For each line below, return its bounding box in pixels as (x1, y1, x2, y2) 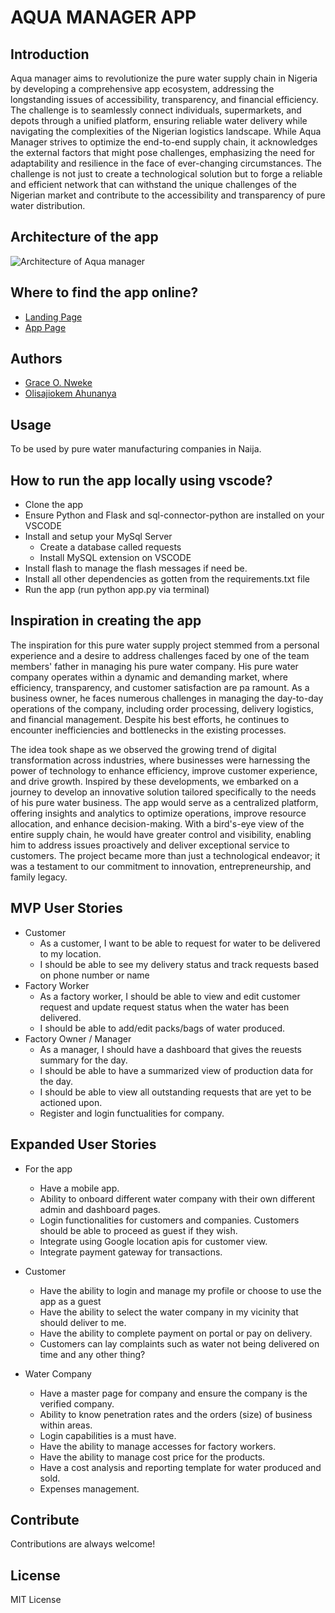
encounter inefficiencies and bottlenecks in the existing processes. (10, 724, 287, 736)
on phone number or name (39, 969, 150, 981)
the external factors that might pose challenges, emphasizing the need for (10, 147, 316, 158)
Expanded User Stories (10, 1136, 157, 1153)
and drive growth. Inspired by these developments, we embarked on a (10, 775, 299, 787)
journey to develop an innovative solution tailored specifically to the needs (10, 786, 317, 798)
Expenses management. (39, 1482, 140, 1495)
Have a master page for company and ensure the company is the (39, 1387, 308, 1399)
